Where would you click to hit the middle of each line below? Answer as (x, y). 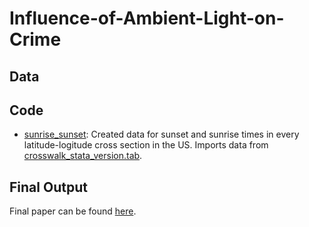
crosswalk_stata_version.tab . (83, 156)
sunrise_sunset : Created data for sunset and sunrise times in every (161, 134)
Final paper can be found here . (73, 211)
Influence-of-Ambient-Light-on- (147, 18)
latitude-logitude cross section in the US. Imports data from (146, 145)
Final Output (48, 187)
